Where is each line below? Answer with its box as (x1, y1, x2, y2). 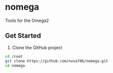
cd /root (5, 54, 23, 59)
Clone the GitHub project (12, 44, 63, 50)
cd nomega (5, 63, 25, 68)
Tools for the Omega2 (5, 18, 49, 23)
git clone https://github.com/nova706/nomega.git (5, 58, 109, 63)
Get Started (5, 32, 41, 40)
